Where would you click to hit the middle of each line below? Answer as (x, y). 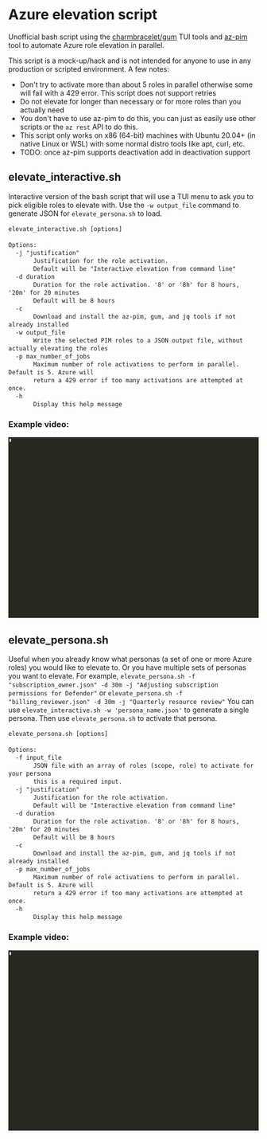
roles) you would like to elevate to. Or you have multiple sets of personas (127, 667)
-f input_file (39, 758)
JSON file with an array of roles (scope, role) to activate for (143, 766)
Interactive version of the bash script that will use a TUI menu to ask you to (131, 196)
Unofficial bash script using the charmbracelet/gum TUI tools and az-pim (128, 37)
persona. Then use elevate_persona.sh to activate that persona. (113, 718)
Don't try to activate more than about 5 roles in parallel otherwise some (136, 84)
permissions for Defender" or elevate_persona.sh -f (95, 693)
